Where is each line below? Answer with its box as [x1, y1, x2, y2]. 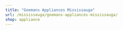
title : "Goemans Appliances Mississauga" [5, 7, 95, 13]
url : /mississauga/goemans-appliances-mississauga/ [5, 12, 118, 17]
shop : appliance [5, 17, 40, 22]
